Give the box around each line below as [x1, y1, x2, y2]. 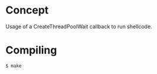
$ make [5, 63, 22, 69]
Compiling [5, 43, 57, 57]
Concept [5, 4, 49, 17]
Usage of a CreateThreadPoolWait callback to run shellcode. [5, 23, 152, 30]
